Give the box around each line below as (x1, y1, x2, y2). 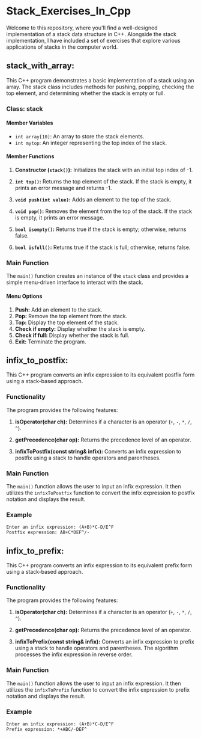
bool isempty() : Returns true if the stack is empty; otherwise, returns (14, 226, 187, 233)
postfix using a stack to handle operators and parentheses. (14, 454, 161, 461)
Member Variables (6, 119, 53, 127)
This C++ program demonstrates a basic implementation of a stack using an (6, 76, 194, 84)
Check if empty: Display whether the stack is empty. (14, 325, 146, 332)
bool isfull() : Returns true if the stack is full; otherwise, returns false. (14, 244, 191, 251)
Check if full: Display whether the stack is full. (14, 331, 130, 339)
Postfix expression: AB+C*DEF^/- (6, 529, 90, 536)
